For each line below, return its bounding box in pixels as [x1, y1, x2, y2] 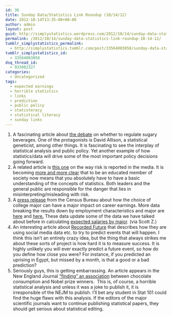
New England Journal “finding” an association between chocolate [12, 273, 152, 279]
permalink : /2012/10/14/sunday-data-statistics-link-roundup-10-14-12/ [5, 36, 161, 42]
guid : [5, 31, 17, 36]
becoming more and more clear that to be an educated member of [12, 169, 153, 175]
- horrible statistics [10, 88, 58, 94]
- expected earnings [10, 84, 54, 89]
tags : [5, 79, 17, 84]
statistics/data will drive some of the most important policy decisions [12, 153, 158, 159]
